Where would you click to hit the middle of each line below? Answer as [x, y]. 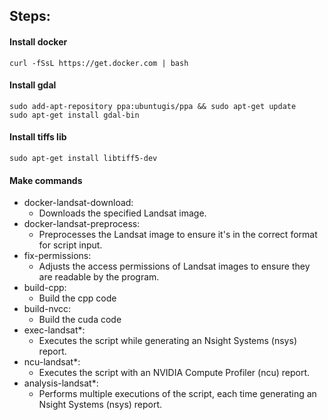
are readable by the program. [99, 277]
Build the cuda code [80, 320]
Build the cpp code [77, 298]
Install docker [38, 41]
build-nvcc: [47, 309]
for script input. [70, 245]
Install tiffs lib [38, 137]
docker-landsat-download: [78, 203]
